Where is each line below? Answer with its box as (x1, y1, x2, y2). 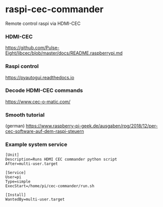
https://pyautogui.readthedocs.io (5, 74, 75, 80)
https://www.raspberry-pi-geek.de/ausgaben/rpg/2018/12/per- (25, 123, 158, 129)
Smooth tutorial (5, 111, 45, 118)
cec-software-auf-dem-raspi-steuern (5, 128, 84, 134)
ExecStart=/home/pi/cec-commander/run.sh (5, 184, 95, 189)
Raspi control (5, 63, 39, 70)
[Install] (5, 192, 26, 198)
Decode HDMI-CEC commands (5, 87, 83, 94)
